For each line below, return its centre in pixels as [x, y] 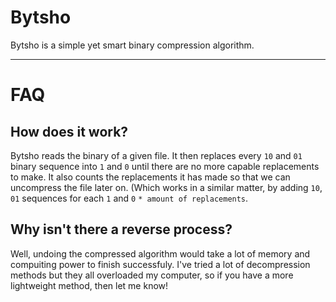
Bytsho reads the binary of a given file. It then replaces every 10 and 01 [156, 155]
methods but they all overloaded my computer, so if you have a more [152, 275]
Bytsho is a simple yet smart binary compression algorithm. [132, 45]
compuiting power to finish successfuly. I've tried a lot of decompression [160, 264]
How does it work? [69, 131]
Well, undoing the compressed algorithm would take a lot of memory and [160, 253]
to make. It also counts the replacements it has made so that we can [150, 177]
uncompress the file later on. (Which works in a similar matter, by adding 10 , [166, 187]
